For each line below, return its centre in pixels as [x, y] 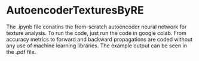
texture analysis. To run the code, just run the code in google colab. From [96, 33]
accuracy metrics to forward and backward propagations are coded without [99, 39]
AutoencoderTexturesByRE [75, 10]
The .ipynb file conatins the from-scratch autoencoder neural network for [97, 27]
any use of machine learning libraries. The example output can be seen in [97, 46]
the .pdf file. [21, 52]
